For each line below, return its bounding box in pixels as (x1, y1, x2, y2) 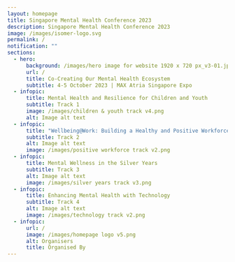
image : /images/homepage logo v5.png (25, 231, 136, 238)
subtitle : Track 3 (25, 166, 80, 173)
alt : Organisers (25, 238, 73, 245)
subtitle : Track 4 (25, 198, 80, 206)
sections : (7, 50, 36, 57)
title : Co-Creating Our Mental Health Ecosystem (25, 75, 171, 82)
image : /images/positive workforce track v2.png (25, 147, 171, 154)
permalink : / (7, 36, 45, 43)
